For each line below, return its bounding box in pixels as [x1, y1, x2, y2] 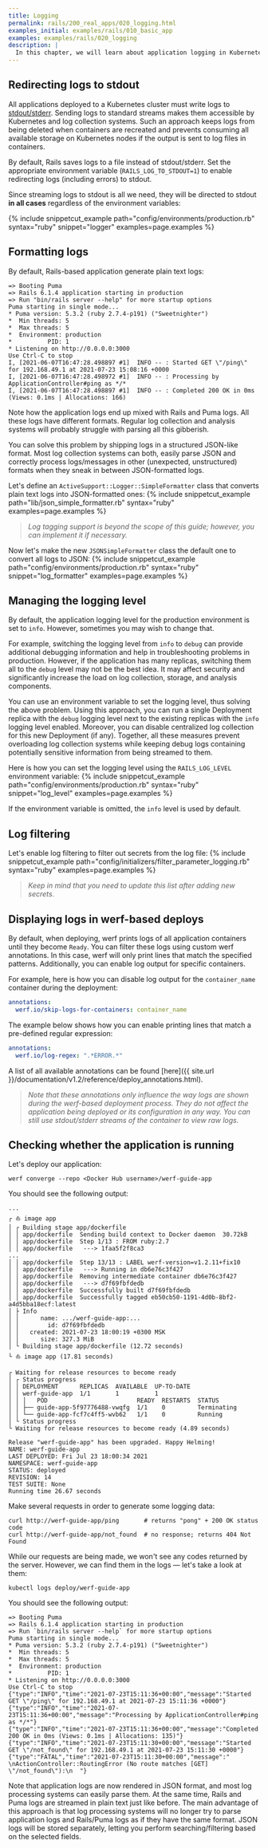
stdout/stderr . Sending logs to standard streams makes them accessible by [8, 108, 255, 117]
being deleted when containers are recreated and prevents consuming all [8, 124, 249, 134]
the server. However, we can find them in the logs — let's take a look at [8, 1560, 242, 1570]
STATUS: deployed [8, 1467, 66, 1475]
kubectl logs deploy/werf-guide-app [8, 1584, 130, 1592]
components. [8, 681, 52, 691]
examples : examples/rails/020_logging [8, 33, 137, 42]
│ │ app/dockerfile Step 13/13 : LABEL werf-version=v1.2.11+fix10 [8, 1259, 241, 1267]
